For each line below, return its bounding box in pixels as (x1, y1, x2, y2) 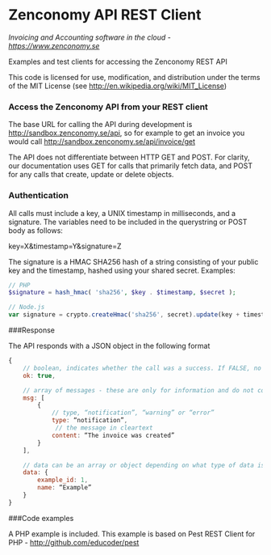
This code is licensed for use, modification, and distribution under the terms (8, 72, 261, 82)
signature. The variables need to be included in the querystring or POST (8, 217, 248, 227)
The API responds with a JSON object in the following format (8, 341, 211, 351)
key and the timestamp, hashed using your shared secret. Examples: (8, 265, 236, 275)
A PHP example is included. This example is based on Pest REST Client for (8, 528, 256, 539)
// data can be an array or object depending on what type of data (23, 461, 254, 469)
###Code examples (8, 513, 74, 523)
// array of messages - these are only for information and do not (23, 386, 254, 394)
